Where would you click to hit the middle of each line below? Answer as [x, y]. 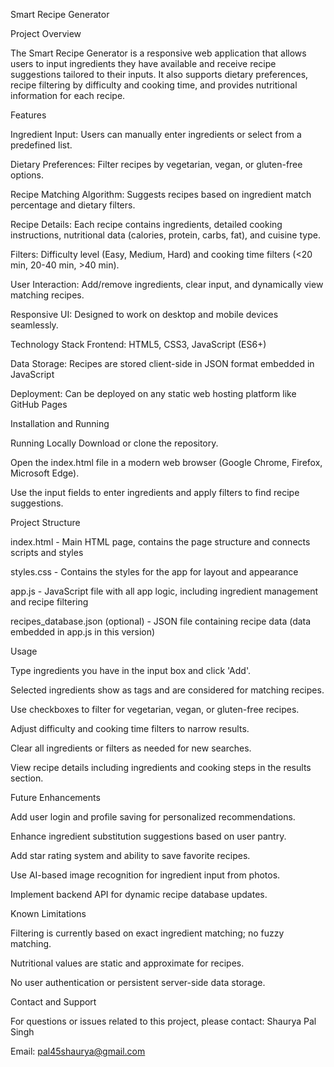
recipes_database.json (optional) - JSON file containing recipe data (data [161, 621]
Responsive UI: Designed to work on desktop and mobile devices [144, 314]
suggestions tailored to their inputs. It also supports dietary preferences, [159, 74]
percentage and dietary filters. [73, 205]
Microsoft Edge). [45, 473]
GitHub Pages [39, 404]
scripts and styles [47, 552]
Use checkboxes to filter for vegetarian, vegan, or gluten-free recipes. [155, 709]
